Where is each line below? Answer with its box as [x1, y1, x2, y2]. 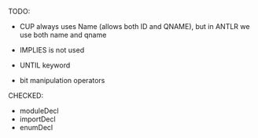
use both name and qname [19, 31, 107, 39]
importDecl [19, 114, 57, 124]
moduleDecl [19, 106, 59, 115]
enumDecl [19, 123, 53, 132]
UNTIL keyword [19, 60, 71, 70]
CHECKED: [8, 91, 44, 100]
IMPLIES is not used [19, 45, 85, 54]
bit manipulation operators [19, 76, 105, 85]
